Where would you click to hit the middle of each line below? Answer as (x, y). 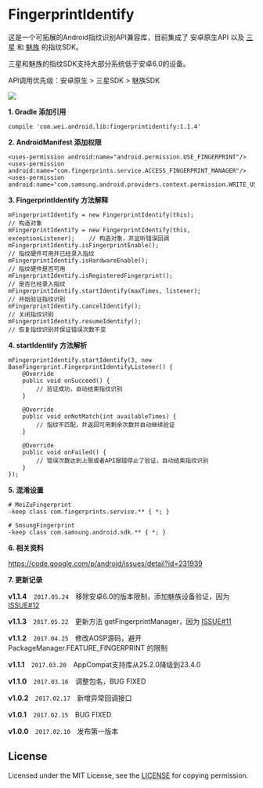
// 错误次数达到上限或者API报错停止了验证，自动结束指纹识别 (122, 461)
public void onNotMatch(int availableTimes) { (99, 416)
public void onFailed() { (65, 452)
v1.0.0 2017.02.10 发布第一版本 (63, 731)
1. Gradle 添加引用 (37, 111)
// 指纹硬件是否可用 (37, 268)
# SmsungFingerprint (42, 525)
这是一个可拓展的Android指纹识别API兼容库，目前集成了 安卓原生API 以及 (126, 37)
